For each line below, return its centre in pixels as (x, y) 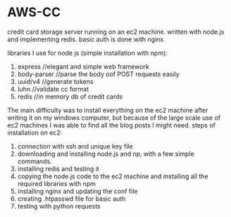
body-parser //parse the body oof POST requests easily (98, 74)
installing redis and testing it (58, 168)
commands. (35, 161)
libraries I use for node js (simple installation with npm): (87, 53)
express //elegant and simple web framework (83, 66)
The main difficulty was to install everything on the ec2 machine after (108, 110)
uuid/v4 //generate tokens (55, 81)
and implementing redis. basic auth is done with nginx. (86, 39)
